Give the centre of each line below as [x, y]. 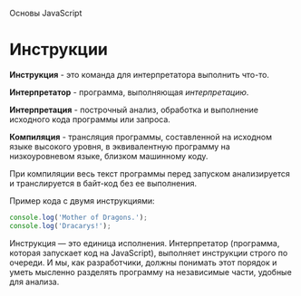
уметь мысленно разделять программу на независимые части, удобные [150, 272]
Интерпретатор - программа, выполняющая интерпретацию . [129, 92]
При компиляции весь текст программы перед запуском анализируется [150, 173]
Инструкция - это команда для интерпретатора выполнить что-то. [140, 74]
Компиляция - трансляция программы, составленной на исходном [141, 137]
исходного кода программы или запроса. [90, 119]
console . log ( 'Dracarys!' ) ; [60, 225]
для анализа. [34, 282]
